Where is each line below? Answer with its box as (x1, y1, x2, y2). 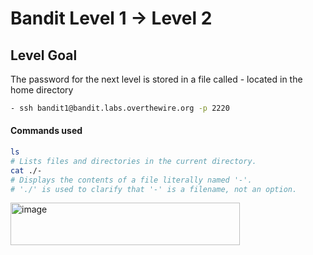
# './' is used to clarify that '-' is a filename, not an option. (10, 184, 298, 194)
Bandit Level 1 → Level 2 (10, 7, 213, 30)
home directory (10, 84, 74, 96)
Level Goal (10, 47, 78, 64)
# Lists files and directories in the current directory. (10, 156, 257, 166)
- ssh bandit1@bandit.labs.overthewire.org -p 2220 (10, 103, 230, 113)
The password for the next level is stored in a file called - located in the (10, 73, 303, 85)
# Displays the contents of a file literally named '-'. (10, 175, 253, 185)
